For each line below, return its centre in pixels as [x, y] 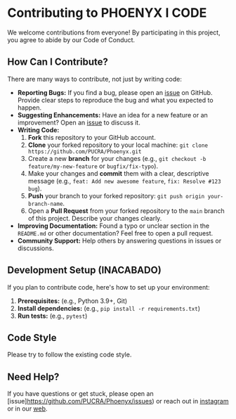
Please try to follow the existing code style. [70, 355]
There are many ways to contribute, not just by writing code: [95, 79]
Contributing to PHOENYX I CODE [107, 13]
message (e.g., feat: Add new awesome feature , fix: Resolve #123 [124, 181]
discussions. [35, 248]
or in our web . [27, 408]
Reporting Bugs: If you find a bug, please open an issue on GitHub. [115, 92]
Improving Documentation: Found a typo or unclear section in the [113, 226]
